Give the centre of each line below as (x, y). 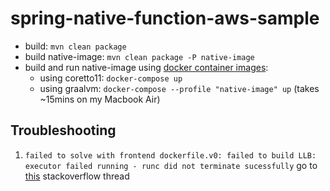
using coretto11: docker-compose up (111, 78)
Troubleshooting (63, 130)
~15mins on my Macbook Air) (100, 99)
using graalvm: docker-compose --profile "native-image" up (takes (179, 88)
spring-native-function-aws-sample (165, 18)
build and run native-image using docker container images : (146, 67)
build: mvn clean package (75, 46)
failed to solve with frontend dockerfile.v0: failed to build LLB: (170, 155)
